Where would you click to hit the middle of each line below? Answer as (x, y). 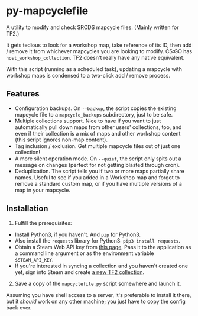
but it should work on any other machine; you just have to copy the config (96, 301)
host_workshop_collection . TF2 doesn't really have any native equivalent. (95, 57)
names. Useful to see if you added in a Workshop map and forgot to (97, 177)
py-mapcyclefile (47, 11)
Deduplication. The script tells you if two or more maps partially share (100, 171)
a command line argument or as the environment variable (84, 253)
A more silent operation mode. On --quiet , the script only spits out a (98, 159)
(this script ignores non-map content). (61, 140)
